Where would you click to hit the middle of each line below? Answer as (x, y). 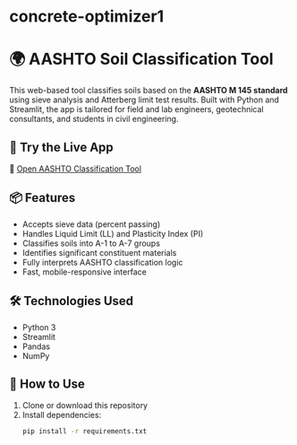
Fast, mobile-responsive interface (85, 272)
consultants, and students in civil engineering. (94, 119)
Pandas (36, 346)
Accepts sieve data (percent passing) (91, 224)
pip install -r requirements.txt (85, 432)
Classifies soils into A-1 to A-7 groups (91, 243)
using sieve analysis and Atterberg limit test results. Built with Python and (144, 100)
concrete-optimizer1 (87, 17)
